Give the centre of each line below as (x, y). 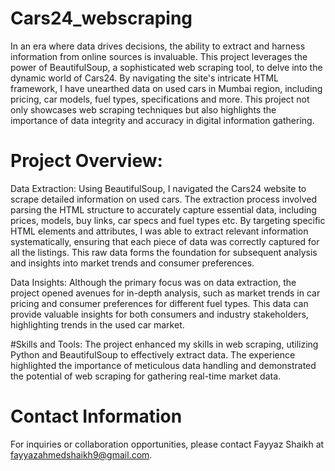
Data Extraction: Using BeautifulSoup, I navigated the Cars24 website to (158, 188)
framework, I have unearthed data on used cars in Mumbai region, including (166, 88)
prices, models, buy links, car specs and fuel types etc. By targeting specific (168, 220)
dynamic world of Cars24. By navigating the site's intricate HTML (144, 78)
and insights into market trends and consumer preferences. (132, 263)
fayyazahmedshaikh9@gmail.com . (81, 454)
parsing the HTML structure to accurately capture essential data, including (163, 209)
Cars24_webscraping (101, 18)
